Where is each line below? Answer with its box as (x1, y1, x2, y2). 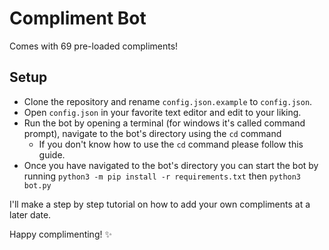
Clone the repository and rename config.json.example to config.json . (23, 95, 313, 107)
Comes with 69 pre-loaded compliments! (9, 40, 179, 52)
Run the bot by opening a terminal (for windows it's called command (23, 117, 306, 129)
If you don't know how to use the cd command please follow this (38, 138, 304, 150)
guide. (38, 148, 66, 161)
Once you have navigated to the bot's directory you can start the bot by (23, 159, 319, 171)
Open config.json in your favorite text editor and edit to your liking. (23, 106, 302, 118)
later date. (9, 208, 52, 221)
